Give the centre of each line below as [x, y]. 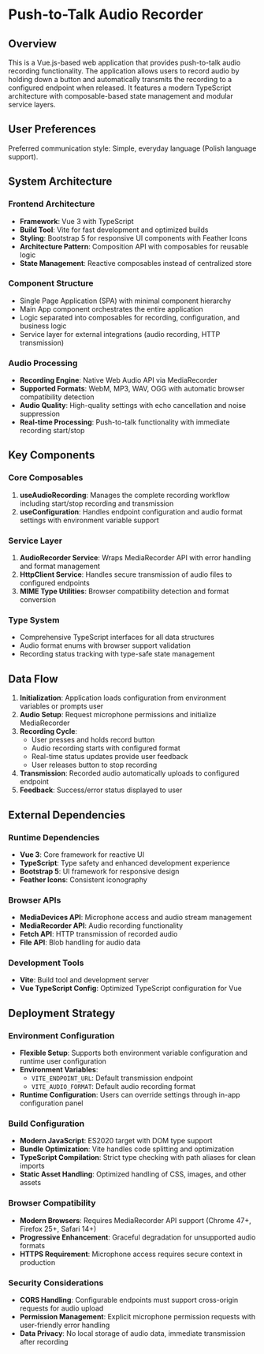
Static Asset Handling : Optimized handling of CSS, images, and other [133, 1174]
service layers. [32, 105]
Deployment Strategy [62, 1013]
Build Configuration [46, 1124]
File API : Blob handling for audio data [80, 943]
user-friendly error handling [65, 1325]
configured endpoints [55, 583]
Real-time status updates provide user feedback [110, 757]
